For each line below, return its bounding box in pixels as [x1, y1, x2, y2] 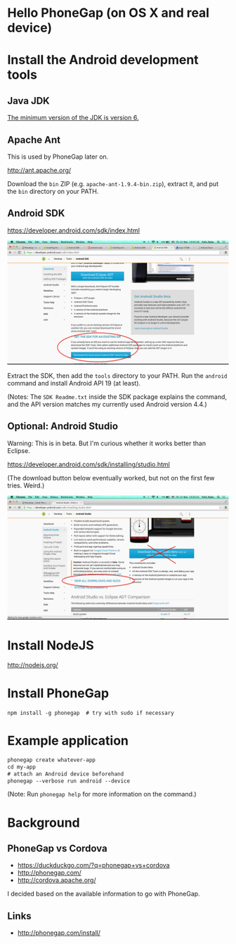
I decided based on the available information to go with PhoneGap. [7, 890, 200, 898]
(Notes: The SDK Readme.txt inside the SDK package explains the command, [7, 392, 227, 401]
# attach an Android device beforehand [7, 771, 124, 778]
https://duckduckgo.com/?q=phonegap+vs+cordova [17, 861, 170, 870]
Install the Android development [7, 52, 199, 68]
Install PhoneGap [7, 685, 110, 701]
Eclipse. [7, 446, 30, 454]
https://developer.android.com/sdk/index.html [7, 226, 140, 235]
